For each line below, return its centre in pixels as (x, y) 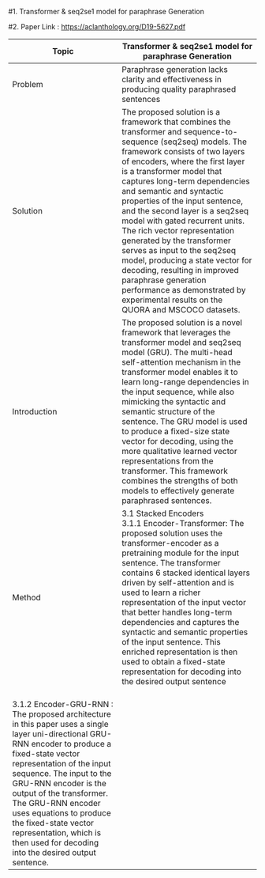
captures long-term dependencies (186, 181)
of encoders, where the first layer (183, 161)
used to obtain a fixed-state (174, 662)
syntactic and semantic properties (185, 632)
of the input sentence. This (171, 642)
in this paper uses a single (60, 724)
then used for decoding (56, 843)
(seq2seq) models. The (203, 142)
